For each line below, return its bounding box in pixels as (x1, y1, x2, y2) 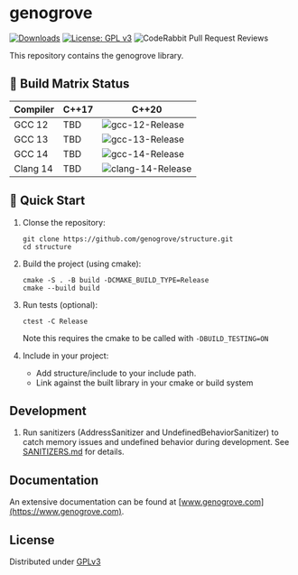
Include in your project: (22, 350, 109, 361)
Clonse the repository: (22, 217, 106, 227)
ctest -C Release (22, 317, 88, 326)
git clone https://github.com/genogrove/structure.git (22, 234, 234, 244)
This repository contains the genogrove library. (9, 50, 184, 60)
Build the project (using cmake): (22, 258, 142, 269)
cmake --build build (22, 283, 100, 292)
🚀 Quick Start (9, 193, 86, 209)
